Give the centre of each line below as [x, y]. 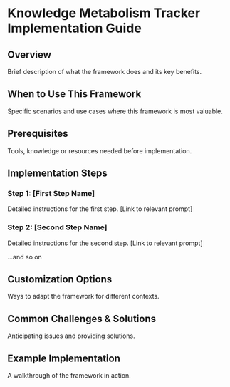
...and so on [25, 257]
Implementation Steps [58, 174]
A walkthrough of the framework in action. [69, 376]
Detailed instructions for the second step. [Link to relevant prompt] [105, 243]
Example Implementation [64, 358]
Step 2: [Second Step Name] [57, 227]
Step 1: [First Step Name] [51, 193]
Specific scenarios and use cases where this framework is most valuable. [115, 111]
